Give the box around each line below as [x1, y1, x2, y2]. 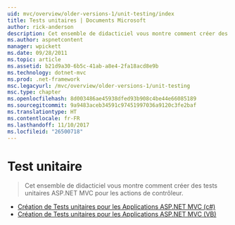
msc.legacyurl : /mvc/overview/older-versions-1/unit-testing [7, 82, 191, 89]
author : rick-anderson [7, 23, 74, 30]
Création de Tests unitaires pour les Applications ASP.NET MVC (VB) [17, 210, 217, 219]
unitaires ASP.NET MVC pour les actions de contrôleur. [24, 189, 184, 198]
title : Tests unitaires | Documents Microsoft [7, 17, 146, 24]
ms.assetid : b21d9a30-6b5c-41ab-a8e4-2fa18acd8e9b [7, 63, 159, 70]
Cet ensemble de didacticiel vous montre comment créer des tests [24, 181, 218, 190]
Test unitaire [7, 158, 82, 174]
